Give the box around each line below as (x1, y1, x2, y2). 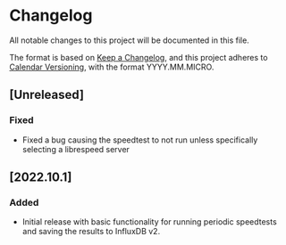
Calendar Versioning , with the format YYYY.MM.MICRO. (9, 61, 214, 72)
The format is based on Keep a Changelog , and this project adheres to (9, 52, 268, 62)
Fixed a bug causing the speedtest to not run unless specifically (21, 135, 258, 145)
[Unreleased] (9, 87, 85, 102)
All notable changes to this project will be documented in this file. (9, 35, 250, 45)
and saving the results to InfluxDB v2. (21, 226, 161, 237)
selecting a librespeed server (21, 143, 130, 154)
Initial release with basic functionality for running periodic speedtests (21, 216, 277, 227)
